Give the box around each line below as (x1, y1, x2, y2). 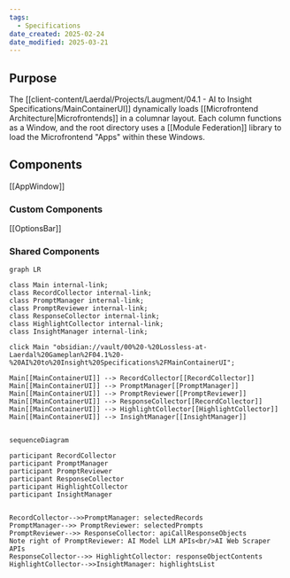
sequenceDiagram (9, 436, 69, 445)
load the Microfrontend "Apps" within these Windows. (9, 132, 205, 143)
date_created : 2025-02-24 (9, 29, 104, 38)
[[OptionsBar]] (9, 223, 62, 234)
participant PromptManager (9, 459, 109, 468)
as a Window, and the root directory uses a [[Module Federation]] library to (9, 122, 282, 133)
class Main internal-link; (9, 281, 109, 290)
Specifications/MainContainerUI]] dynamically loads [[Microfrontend (9, 104, 259, 114)
